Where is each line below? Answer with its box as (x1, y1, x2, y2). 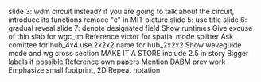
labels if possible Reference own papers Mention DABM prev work (8, 57, 226, 66)
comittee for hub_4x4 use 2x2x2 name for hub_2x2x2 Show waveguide (8, 40, 242, 50)
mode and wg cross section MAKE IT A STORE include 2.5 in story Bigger (8, 49, 249, 58)
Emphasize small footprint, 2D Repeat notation (8, 65, 161, 74)
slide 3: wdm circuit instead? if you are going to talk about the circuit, (8, 7, 235, 16)
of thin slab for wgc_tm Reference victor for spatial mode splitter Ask (8, 32, 233, 41)
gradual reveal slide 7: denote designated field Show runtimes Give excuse (8, 24, 253, 32)
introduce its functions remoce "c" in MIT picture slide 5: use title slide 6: (8, 15, 247, 24)
